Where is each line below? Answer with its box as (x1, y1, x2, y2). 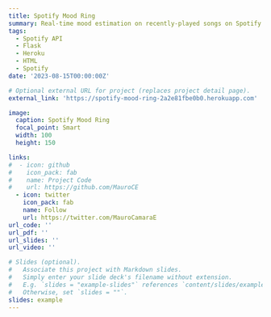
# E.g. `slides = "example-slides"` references (8, 281, 179, 289)
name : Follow (23, 206, 67, 214)
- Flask (15, 42, 42, 50)
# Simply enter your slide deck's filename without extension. (8, 273, 232, 281)
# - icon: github (8, 161, 70, 169)
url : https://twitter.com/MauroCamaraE (23, 213, 157, 222)
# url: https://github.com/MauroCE (8, 184, 139, 192)
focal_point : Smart (15, 124, 81, 132)
